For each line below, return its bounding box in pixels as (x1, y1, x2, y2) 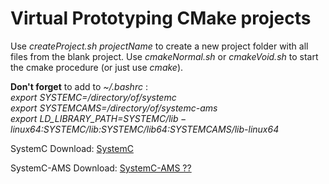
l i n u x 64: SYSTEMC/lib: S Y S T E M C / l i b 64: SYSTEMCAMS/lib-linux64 (10, 123, 280, 135)
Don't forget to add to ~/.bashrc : (10, 80, 148, 92)
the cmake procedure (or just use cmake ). (10, 61, 184, 73)
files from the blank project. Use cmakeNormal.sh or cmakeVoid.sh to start (10, 50, 319, 62)
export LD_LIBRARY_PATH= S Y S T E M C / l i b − (10, 112, 187, 124)
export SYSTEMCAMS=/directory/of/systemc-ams (10, 102, 218, 114)
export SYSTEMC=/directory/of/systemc (10, 91, 177, 103)
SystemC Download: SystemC (10, 142, 134, 154)
